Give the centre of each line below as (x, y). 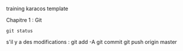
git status (20, 31)
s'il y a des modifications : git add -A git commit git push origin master (92, 42)
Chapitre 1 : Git (24, 20)
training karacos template (37, 9)
